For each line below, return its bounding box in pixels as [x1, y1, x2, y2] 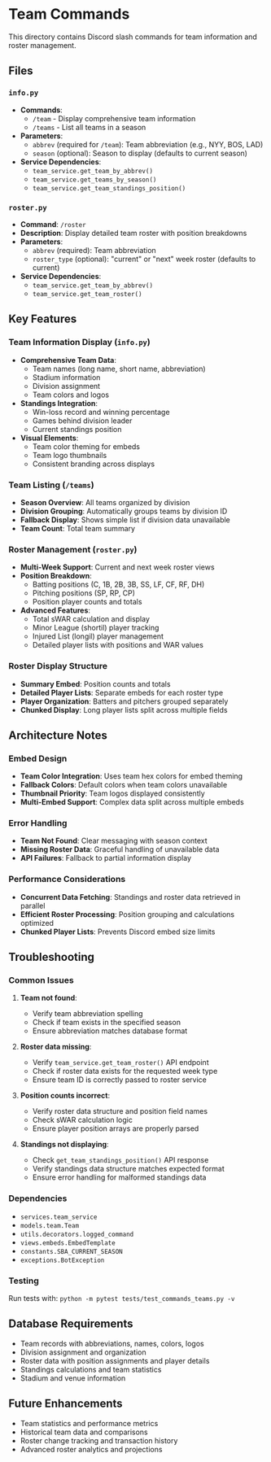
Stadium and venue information [20, 1373, 126, 1383]
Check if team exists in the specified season [32, 1018, 181, 1028]
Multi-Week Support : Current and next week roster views [20, 562, 215, 572]
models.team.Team [20, 1221, 80, 1229]
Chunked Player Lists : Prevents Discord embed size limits [20, 927, 216, 936]
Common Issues [8, 975, 75, 986]
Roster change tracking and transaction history [20, 1435, 178, 1445]
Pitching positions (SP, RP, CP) [32, 588, 136, 598]
